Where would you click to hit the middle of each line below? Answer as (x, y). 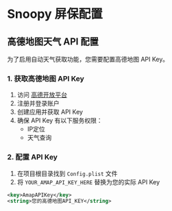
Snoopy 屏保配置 (55, 14)
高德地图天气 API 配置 (53, 41)
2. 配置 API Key (33, 157)
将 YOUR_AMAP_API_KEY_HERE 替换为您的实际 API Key (88, 182)
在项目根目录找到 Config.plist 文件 (67, 173)
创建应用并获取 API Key (50, 112)
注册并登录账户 (38, 103)
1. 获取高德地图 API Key (46, 78)
